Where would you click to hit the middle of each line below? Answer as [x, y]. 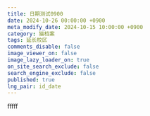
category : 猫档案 [31, 34]
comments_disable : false [44, 47]
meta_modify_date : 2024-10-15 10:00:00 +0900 [75, 27]
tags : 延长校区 [27, 40]
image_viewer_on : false [42, 54]
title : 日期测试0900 [35, 14]
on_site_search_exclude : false [53, 66]
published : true [31, 80]
